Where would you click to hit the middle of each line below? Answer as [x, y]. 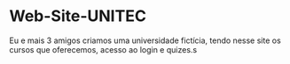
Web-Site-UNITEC [78, 16]
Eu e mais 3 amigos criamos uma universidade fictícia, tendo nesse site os [145, 40]
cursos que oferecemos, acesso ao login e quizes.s [103, 49]
